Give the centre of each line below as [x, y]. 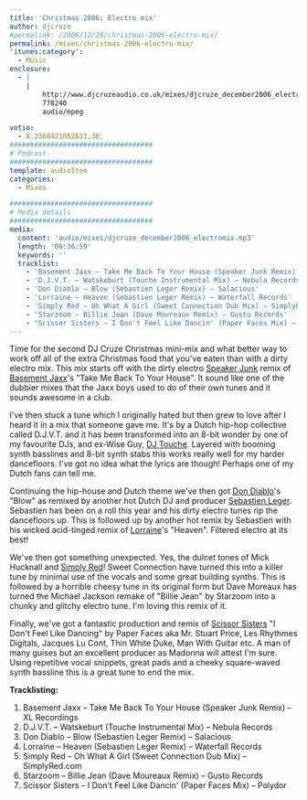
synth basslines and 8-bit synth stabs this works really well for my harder [147, 454]
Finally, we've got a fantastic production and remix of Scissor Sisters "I [143, 624]
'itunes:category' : [47, 52]
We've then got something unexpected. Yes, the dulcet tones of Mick [139, 558]
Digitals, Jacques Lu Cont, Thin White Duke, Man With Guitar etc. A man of [150, 643]
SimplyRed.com [52, 766]
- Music [32, 60]
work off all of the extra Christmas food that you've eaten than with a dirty [149, 358]
